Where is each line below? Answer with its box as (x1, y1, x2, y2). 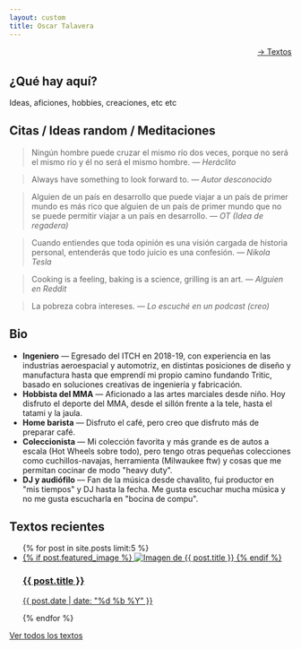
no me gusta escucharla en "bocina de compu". (21, 493, 199, 504)
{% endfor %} (21, 612, 74, 623)
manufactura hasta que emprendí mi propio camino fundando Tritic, (21, 369, 273, 380)
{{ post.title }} (21, 575, 85, 587)
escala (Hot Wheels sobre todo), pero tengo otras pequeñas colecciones (21, 446, 291, 456)
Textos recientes (9, 519, 105, 534)
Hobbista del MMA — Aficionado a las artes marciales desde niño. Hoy (21, 388, 286, 399)
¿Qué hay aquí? (9, 74, 99, 89)
